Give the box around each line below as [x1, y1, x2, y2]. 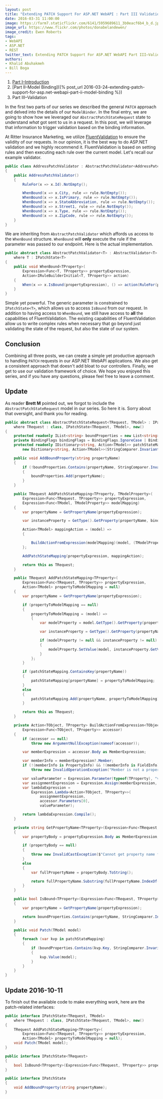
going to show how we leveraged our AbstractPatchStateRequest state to [5, 114, 151, 120]
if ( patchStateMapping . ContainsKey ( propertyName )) [22, 669, 127, 674]
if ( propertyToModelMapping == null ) [22, 602, 98, 607]
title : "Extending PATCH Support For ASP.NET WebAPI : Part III [5, 12, 138, 16]
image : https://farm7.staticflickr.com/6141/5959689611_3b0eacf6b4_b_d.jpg [5, 20, 162, 26]
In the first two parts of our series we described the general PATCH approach [5, 104, 157, 110]
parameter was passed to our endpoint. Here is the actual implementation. [5, 241, 154, 247]
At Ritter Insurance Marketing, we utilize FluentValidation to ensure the [5, 134, 146, 140]
